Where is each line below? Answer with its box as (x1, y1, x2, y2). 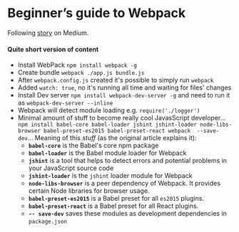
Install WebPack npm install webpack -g (17, 60, 138, 69)
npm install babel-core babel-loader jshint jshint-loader (17, 121, 198, 129)
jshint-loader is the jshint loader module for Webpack (28, 172, 193, 180)
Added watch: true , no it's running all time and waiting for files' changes (17, 83, 232, 92)
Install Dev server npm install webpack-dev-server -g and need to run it (17, 91, 230, 100)
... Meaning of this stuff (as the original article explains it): (27, 134, 197, 142)
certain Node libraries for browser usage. (28, 186, 150, 195)
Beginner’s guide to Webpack (7, 5, 186, 21)
